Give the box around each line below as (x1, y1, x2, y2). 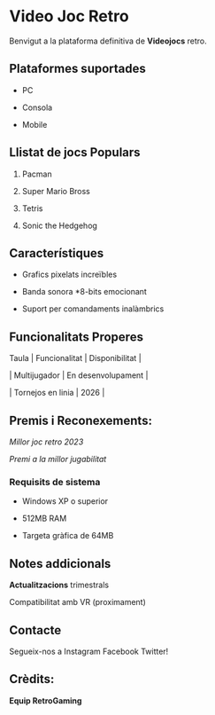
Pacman (21, 169, 52, 179)
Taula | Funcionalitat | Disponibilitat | (9, 353, 142, 364)
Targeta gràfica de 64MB (21, 530, 114, 541)
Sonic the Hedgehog (21, 220, 97, 231)
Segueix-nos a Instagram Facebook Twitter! (9, 646, 169, 656)
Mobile (21, 119, 48, 130)
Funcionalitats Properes (9, 329, 144, 344)
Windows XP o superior (21, 496, 109, 507)
